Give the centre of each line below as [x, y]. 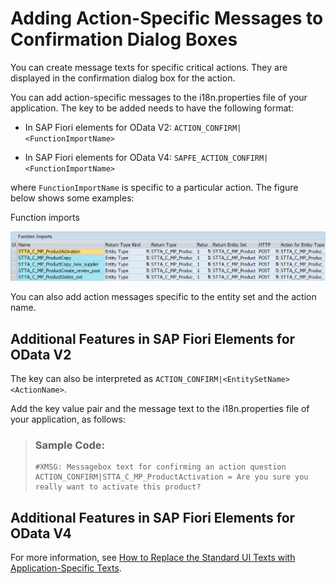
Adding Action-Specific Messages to [167, 18]
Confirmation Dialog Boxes [124, 39]
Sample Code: [69, 445]
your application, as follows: [68, 419]
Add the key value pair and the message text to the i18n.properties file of [160, 408]
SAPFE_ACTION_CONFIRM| [221, 158]
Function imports [45, 217]
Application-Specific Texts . [66, 568]
